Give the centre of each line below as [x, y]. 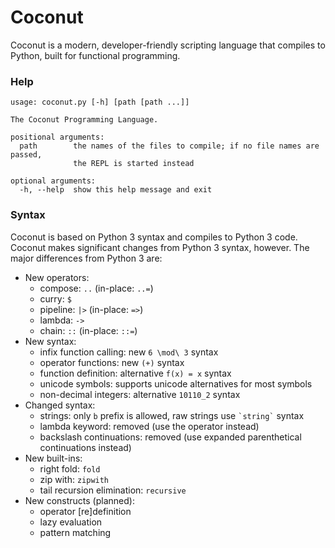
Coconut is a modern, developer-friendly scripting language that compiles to [168, 45]
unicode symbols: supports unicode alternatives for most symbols [176, 383]
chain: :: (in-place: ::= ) [88, 330]
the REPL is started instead [134, 164]
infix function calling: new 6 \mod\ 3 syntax [129, 352]
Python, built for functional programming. [95, 55]
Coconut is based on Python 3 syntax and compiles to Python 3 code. [154, 237]
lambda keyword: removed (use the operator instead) [149, 426]
